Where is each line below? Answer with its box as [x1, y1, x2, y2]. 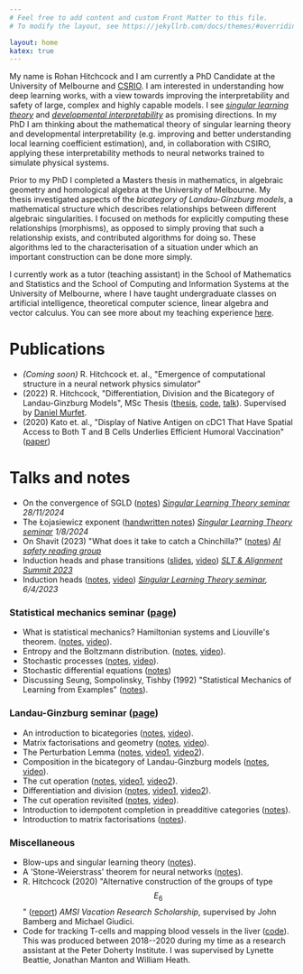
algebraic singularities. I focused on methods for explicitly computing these [9, 213, 289, 224]
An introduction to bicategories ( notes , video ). [22, 728, 194, 738]
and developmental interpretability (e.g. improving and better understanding [9, 128, 291, 140]
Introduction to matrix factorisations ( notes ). [22, 813, 187, 824]
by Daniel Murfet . [22, 407, 87, 418]
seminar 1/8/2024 [22, 526, 89, 537]
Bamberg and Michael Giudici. [22, 915, 135, 926]
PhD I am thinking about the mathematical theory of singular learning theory [9, 119, 291, 130]
